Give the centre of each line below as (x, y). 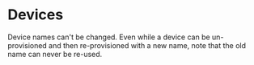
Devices (36, 15)
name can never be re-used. (55, 54)
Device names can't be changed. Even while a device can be (109, 37)
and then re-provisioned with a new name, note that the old (148, 45)
